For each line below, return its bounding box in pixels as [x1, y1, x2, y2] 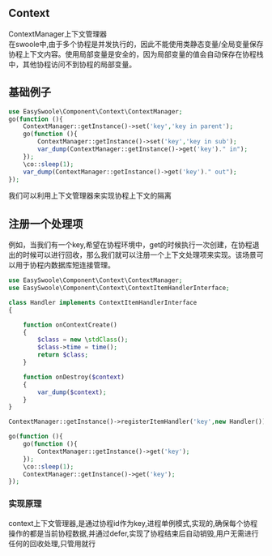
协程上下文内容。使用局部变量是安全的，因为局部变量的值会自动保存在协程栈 [8, 49, 264, 59]
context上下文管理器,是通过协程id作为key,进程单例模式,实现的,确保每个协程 [8, 518, 258, 528]
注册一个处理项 [8, 216, 83, 230]
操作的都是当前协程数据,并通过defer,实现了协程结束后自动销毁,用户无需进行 [8, 528, 259, 538]
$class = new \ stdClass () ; [37, 336, 129, 344]
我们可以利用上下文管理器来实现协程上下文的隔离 [8, 190, 172, 201]
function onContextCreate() [23, 320, 117, 329]
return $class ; [37, 351, 89, 359]
